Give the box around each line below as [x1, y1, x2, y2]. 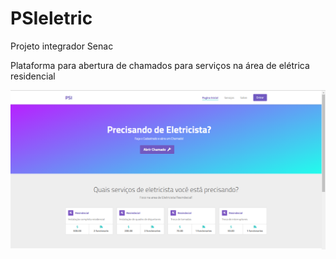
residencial [10, 70, 56, 82]
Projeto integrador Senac [10, 40, 114, 52]
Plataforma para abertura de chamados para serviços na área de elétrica [10, 59, 310, 71]
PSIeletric [10, 7, 93, 30]
